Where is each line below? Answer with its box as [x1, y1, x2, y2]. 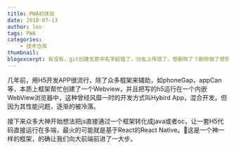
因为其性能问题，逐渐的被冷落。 [7, 102, 100, 111]
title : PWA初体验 [7, 10, 55, 17]
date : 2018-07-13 [7, 17, 58, 24]
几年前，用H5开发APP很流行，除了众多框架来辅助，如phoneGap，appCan [7, 76, 223, 84]
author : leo [7, 23, 42, 30]
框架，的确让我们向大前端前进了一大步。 [19, 134, 137, 143]
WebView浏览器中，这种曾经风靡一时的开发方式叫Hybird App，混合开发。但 [7, 93, 228, 101]
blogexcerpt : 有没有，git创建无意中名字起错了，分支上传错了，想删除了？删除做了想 [7, 56, 225, 63]
